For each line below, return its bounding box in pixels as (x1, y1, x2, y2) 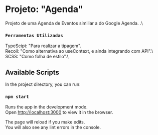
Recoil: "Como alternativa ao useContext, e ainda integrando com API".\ (5, 48, 153, 54)
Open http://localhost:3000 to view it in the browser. (5, 109, 113, 115)
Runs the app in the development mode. (5, 104, 88, 110)
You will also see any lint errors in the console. (5, 124, 101, 130)
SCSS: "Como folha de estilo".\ (5, 54, 69, 60)
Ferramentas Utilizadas (5, 33, 64, 38)
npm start (5, 94, 29, 99)
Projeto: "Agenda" (5, 4, 83, 15)
